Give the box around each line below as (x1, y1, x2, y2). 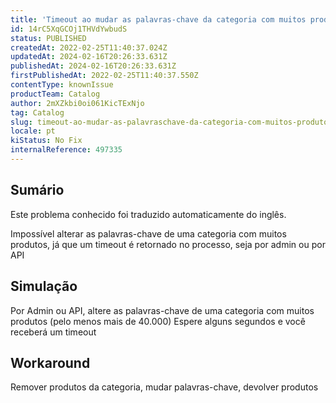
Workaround (10, 354, 91, 371)
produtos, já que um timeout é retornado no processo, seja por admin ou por (10, 238, 326, 250)
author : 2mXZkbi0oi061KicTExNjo (10, 98, 145, 108)
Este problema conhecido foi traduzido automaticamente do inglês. (10, 208, 287, 220)
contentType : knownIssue (10, 80, 114, 90)
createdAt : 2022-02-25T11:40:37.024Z (10, 42, 168, 53)
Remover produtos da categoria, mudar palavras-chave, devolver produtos (10, 381, 319, 393)
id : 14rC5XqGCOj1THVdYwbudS (10, 24, 128, 34)
